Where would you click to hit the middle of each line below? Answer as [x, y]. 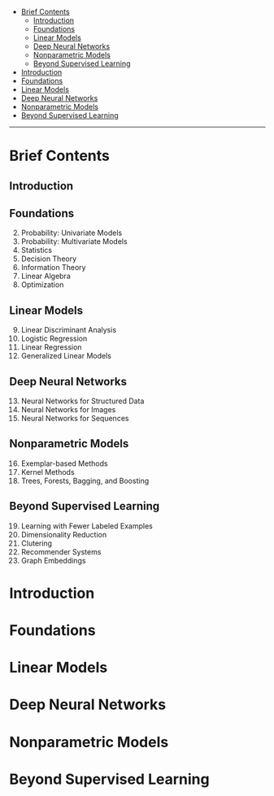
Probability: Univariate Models [72, 233]
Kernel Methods [48, 472]
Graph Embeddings [53, 560]
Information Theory [53, 268]
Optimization [42, 285]
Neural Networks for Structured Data [83, 401]
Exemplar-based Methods [64, 463]
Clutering [36, 543]
